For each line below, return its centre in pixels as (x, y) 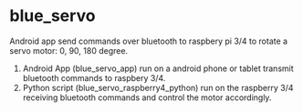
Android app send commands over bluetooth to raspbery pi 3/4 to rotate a (149, 41)
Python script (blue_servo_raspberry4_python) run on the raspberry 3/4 (158, 87)
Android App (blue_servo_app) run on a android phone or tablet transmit (158, 68)
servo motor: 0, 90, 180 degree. (69, 50)
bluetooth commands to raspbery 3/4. (94, 77)
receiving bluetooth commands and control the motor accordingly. (147, 97)
